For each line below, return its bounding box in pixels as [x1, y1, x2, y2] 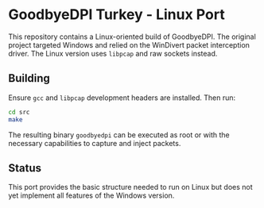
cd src [8, 108, 30, 116]
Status [8, 161, 42, 175]
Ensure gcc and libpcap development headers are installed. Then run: [8, 93, 236, 102]
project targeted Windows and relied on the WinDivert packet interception [8, 40, 250, 49]
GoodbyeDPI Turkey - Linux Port [8, 6, 225, 24]
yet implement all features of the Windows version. [8, 191, 175, 200]
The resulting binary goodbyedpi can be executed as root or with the [8, 129, 230, 140]
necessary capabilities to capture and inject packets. [8, 138, 181, 148]
